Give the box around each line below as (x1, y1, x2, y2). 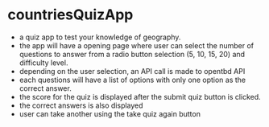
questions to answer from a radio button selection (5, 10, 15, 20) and (19, 49, 246, 59)
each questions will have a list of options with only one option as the (19, 75, 246, 84)
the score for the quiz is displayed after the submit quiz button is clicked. (19, 92, 261, 101)
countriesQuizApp (7, 6, 134, 24)
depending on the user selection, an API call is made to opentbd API (19, 66, 246, 76)
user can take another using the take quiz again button (19, 109, 201, 118)
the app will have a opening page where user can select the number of (19, 40, 255, 50)
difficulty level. (19, 58, 68, 68)
